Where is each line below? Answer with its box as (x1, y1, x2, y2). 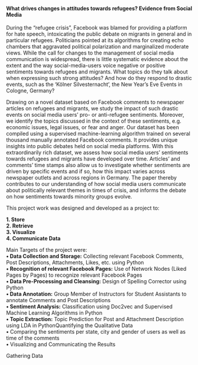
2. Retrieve (6, 222, 34, 229)
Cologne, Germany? (6, 87, 55, 94)
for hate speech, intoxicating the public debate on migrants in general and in (6, 30, 192, 38)
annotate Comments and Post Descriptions (6, 297, 111, 304)
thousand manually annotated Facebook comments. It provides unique (6, 136, 178, 143)
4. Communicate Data (6, 235, 61, 242)
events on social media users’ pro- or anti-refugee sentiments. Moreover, (6, 111, 184, 119)
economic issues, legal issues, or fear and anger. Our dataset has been (6, 124, 179, 131)
